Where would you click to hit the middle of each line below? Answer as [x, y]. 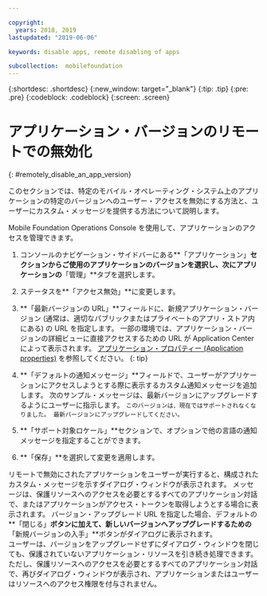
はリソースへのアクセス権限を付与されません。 [85, 584]
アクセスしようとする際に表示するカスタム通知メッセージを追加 [152, 385]
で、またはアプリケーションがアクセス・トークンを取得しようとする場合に [130, 504]
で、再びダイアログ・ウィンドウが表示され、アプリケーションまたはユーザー [134, 574]
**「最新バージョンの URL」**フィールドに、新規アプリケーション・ [132, 308]
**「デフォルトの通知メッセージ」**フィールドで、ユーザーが [121, 375]
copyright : [26, 22]
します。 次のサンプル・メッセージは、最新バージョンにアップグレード [135, 395]
